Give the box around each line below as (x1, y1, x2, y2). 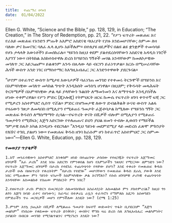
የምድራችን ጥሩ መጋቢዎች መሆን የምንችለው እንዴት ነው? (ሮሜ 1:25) (5, 195, 119, 200)
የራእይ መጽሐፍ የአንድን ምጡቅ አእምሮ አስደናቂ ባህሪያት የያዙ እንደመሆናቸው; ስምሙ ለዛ (5, 37, 157, 44)
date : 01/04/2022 (5, 12, 45, 17)
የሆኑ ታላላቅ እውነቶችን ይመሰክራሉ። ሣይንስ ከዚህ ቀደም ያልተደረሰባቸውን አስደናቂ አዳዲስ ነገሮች (5, 49, 167, 55)
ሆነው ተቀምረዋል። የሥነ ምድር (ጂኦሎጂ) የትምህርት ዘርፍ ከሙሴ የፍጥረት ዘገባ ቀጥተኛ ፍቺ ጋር (5, 94, 165, 100)
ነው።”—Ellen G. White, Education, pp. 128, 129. (5, 134, 102, 140)
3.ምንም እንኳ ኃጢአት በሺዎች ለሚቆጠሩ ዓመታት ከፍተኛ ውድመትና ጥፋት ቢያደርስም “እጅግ (5, 204, 152, 209)
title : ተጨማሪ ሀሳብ (5, 7, 46, 13)
